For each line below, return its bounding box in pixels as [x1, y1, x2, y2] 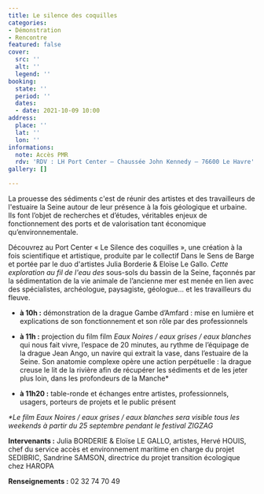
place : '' [15, 121, 47, 129]
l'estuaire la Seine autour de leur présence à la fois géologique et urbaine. [8, 202, 247, 211]
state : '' [15, 84, 47, 93]
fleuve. [8, 293, 31, 302]
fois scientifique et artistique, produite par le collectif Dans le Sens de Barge [8, 251, 255, 260]
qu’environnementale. [8, 228, 79, 236]
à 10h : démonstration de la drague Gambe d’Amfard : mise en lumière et [19, 308, 254, 318]
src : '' [15, 56, 41, 64]
